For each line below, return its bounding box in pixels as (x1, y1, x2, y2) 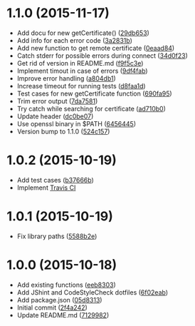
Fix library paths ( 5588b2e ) (16, 232, 97, 240)
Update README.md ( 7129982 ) (16, 310, 110, 319)
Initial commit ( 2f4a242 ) (16, 303, 88, 312)
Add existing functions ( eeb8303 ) (16, 280, 117, 289)
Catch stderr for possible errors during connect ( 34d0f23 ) (16, 51, 188, 60)
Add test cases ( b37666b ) (16, 175, 94, 184)
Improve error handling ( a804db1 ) (16, 73, 117, 83)
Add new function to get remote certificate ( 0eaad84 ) (16, 44, 175, 52)
